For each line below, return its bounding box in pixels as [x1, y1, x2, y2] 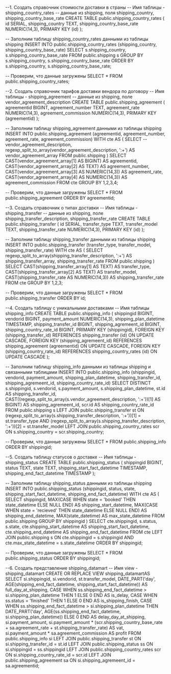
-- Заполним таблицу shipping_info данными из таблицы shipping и [5, 364, 151, 370]
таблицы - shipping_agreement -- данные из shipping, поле [5, 94, 133, 100]
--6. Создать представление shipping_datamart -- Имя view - [5, 565, 138, 571]
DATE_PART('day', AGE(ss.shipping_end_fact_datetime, [5, 609, 121, 614]
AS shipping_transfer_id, [5, 391, 57, 397]
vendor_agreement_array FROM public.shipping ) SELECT [5, 153, 127, 158]
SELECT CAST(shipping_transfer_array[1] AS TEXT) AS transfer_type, [5, 263, 151, 270]
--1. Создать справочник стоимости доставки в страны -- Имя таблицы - [5, 5, 165, 10]
